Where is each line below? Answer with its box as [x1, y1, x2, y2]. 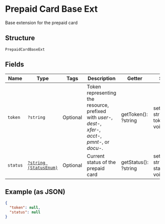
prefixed [86, 108, 107, 114]
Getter [127, 75, 142, 82]
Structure [5, 34, 35, 42]
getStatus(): [121, 159, 149, 166]
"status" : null [9, 210, 41, 215]
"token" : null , [9, 205, 41, 210]
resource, [86, 102, 109, 109]
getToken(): [121, 111, 148, 117]
